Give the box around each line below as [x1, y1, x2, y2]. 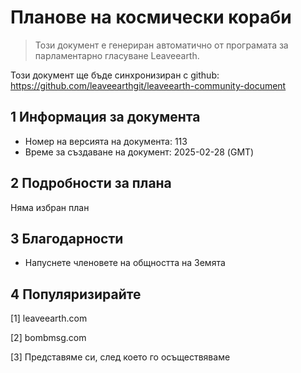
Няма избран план [10, 201, 90, 213]
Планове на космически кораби [10, 6, 292, 29]
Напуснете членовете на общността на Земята [24, 257, 226, 269]
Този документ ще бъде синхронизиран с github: [10, 69, 220, 81]
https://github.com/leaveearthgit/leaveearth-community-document [10, 79, 287, 91]
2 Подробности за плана [10, 175, 172, 192]
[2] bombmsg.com [10, 332, 87, 344]
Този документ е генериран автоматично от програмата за [34, 39, 289, 51]
